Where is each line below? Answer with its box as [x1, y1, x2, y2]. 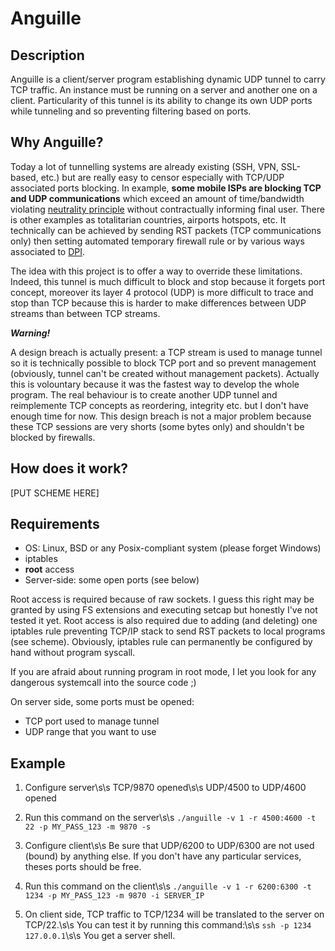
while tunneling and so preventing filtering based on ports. [10, 105, 252, 117]
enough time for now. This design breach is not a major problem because [10, 410, 312, 422]
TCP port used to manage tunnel [24, 715, 160, 727]
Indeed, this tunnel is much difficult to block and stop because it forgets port [10, 275, 326, 287]
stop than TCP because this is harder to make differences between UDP [10, 297, 307, 309]
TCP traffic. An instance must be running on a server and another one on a [10, 84, 318, 96]
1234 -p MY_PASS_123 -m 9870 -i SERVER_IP [24, 891, 205, 901]
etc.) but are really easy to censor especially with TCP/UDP [40, 171, 285, 183]
